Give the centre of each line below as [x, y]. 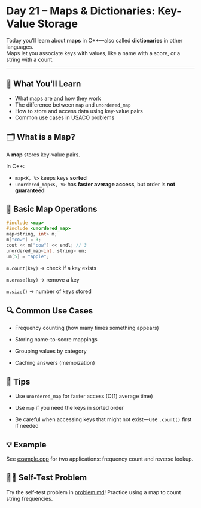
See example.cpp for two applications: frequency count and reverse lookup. [100, 459]
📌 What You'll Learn [44, 84]
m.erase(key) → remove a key [43, 279]
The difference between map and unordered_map [73, 105]
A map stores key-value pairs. [43, 155]
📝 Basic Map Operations [52, 209]
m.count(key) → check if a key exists [51, 268]
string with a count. [30, 59]
